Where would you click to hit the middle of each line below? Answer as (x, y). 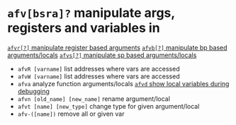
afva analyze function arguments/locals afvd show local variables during (123, 83)
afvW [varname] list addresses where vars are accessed (99, 76)
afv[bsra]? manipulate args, (91, 13)
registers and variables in (84, 28)
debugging (33, 91)
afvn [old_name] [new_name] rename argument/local (94, 99)
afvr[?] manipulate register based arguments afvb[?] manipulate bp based (118, 47)
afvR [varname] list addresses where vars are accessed (99, 69)
